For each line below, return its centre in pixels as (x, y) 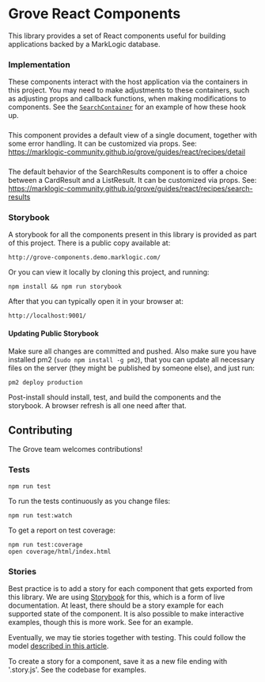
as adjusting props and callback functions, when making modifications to (127, 99)
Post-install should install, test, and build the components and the (115, 397)
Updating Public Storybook (53, 333)
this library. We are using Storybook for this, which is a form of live (117, 597)
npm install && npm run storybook (65, 287)
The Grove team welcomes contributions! (76, 449)
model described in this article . (59, 646)
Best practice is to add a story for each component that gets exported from (131, 588)
